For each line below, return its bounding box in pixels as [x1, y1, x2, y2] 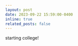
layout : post [5, 7, 33, 12]
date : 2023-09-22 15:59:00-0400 [5, 12, 73, 17]
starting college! [5, 35, 39, 41]
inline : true [5, 16, 33, 21]
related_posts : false [5, 21, 51, 26]
